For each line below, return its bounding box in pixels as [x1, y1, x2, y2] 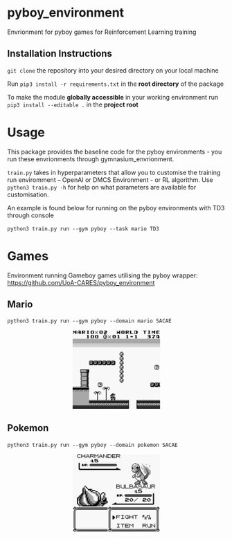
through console [7, 211, 54, 219]
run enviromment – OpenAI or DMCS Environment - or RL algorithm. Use [7, 175, 213, 184]
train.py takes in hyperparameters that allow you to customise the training [7, 168, 221, 176]
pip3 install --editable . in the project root [7, 100, 139, 109]
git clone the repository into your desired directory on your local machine [7, 66, 220, 74]
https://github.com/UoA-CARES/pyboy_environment [7, 278, 155, 286]
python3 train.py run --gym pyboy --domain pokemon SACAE [7, 441, 178, 448]
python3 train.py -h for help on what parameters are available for [7, 183, 197, 191]
